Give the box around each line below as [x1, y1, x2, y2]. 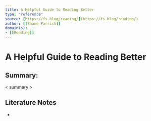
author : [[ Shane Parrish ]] [5, 21, 61, 26]
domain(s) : [5, 26, 28, 31]
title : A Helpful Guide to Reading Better [5, 7, 94, 12]
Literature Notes [5, 98, 56, 107]
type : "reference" [5, 12, 43, 17]
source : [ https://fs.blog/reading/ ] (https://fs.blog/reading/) [5, 16, 139, 21]
